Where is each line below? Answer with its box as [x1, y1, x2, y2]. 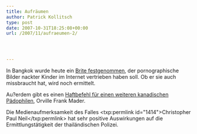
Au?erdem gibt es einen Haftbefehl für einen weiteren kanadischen [6, 91, 169, 98]
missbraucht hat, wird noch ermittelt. [6, 80, 96, 87]
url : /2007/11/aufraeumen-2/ [6, 31, 78, 36]
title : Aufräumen [6, 8, 49, 15]
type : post [6, 19, 33, 25]
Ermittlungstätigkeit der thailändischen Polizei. [6, 121, 119, 128]
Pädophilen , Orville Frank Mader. [6, 98, 86, 105]
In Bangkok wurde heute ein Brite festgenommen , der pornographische [6, 67, 179, 74]
